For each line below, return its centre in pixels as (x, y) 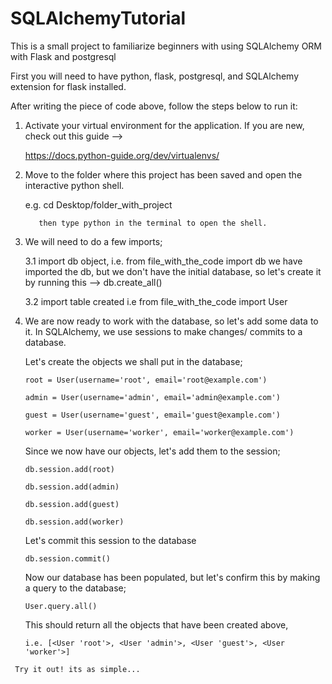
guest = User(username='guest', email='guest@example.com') (152, 415)
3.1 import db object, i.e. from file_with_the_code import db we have (163, 261)
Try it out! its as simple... (77, 669)
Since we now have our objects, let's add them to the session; (152, 451)
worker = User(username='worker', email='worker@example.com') (159, 432)
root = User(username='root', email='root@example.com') (146, 380)
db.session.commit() (67, 558)
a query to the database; (75, 588)
